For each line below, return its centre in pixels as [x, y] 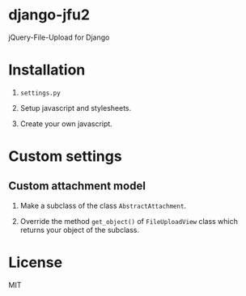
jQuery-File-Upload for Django [59, 37]
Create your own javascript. [66, 124]
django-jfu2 [49, 15]
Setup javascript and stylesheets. [76, 108]
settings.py [40, 93]
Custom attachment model [77, 186]
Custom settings [66, 156]
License [36, 262]
